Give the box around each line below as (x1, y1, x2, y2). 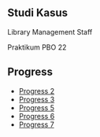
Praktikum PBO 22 (7, 43, 67, 52)
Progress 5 (18, 102, 54, 113)
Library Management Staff (7, 27, 93, 36)
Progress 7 (18, 120, 54, 129)
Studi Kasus (7, 6, 69, 20)
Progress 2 (18, 86, 55, 95)
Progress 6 (18, 111, 55, 120)
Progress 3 (18, 94, 55, 104)
